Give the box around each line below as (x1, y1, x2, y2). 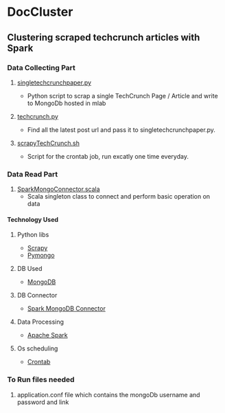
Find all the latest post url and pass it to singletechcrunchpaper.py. (27, 125, 216, 134)
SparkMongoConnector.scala (16, 185, 101, 193)
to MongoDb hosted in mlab (27, 99, 106, 107)
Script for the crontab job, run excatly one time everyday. (27, 152, 189, 160)
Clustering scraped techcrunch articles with (7, 32, 200, 43)
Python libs (16, 231, 49, 239)
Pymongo (27, 252, 55, 260)
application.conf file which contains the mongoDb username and (16, 390, 200, 399)
